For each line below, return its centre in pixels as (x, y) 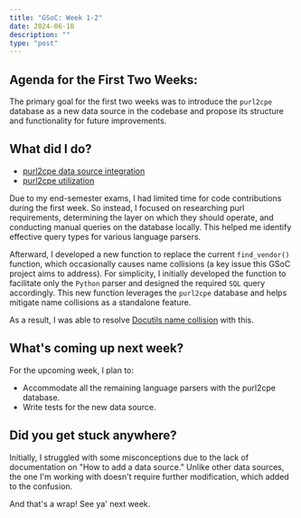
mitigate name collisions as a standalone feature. (100, 302)
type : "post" (34, 43)
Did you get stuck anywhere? (94, 436)
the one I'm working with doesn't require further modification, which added (149, 476)
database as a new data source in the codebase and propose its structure (147, 111)
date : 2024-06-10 (42, 26)
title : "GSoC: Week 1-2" (56, 18)
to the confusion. (41, 486)
